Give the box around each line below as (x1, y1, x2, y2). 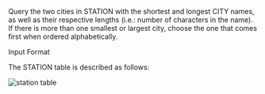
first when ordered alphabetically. (8, 32, 118, 41)
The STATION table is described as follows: (8, 62, 150, 72)
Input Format (8, 47, 50, 56)
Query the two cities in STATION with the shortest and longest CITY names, (8, 7, 255, 16)
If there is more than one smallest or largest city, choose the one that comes (8, 24, 258, 32)
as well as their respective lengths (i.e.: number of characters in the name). (8, 15, 254, 24)
